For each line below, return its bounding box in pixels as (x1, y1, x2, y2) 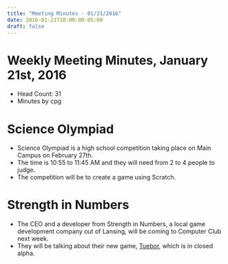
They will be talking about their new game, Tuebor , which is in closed (17, 242, 214, 250)
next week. (17, 234, 49, 243)
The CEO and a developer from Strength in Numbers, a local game (17, 220, 205, 228)
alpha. (17, 249, 35, 258)
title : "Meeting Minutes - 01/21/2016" (7, 10, 122, 17)
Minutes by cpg (17, 97, 62, 105)
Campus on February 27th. (17, 151, 94, 159)
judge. (17, 166, 36, 174)
